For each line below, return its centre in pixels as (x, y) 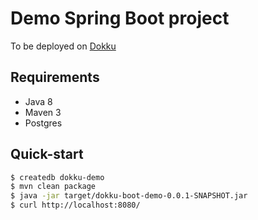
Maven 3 (43, 112)
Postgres (43, 123)
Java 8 (38, 101)
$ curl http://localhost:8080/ (75, 205)
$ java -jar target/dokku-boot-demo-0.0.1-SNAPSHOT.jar (129, 196)
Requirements (55, 77)
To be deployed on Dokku (63, 46)
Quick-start (47, 154)
